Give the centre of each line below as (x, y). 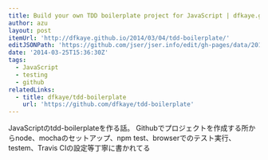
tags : (17, 60)
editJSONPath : (32, 45)
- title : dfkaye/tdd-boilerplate (71, 97)
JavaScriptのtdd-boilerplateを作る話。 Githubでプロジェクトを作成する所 (128, 128)
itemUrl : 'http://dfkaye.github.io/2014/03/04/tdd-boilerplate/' (119, 38)
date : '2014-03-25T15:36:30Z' (59, 53)
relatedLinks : (32, 90)
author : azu (28, 23)
